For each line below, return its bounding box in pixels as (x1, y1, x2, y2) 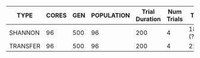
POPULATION (91, 11, 130, 20)
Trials (166, 15, 183, 23)
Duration (136, 15, 161, 23)
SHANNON (9, 29, 40, 37)
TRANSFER (9, 42, 40, 50)
